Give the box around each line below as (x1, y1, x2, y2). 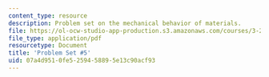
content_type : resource (8, 11, 88, 20)
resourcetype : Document (8, 42, 88, 50)
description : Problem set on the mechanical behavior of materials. (8, 19, 242, 27)
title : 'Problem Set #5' (8, 49, 91, 57)
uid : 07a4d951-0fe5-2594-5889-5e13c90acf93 (8, 57, 156, 65)
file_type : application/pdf (8, 34, 102, 43)
